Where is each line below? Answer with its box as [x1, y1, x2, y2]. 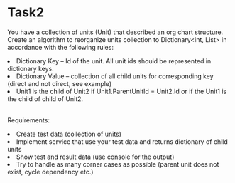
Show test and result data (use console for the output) [16, 152, 175, 161]
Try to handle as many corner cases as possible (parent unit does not [16, 160, 219, 168]
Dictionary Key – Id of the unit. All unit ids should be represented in [16, 56, 212, 65]
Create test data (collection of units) [16, 130, 122, 138]
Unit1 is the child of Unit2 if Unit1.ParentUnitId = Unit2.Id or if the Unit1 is [16, 87, 227, 95]
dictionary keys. [7, 64, 55, 73]
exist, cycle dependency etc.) [7, 167, 94, 176]
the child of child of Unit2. [7, 94, 84, 103]
